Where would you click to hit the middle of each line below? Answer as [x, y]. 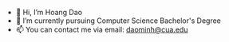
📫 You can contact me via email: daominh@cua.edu [102, 29]
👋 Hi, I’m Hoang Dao [49, 12]
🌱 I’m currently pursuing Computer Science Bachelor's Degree [118, 21]
